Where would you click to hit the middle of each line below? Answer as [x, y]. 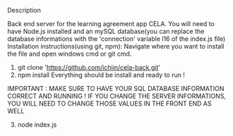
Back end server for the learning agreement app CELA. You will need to [111, 24]
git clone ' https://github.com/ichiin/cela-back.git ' [89, 67]
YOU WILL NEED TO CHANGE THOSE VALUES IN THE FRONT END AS [109, 104]
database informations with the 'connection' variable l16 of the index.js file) [116, 39]
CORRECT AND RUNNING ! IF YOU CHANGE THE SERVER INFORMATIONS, [117, 96]
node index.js [37, 125]
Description [24, 10]
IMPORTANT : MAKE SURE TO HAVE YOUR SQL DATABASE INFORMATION [116, 88]
